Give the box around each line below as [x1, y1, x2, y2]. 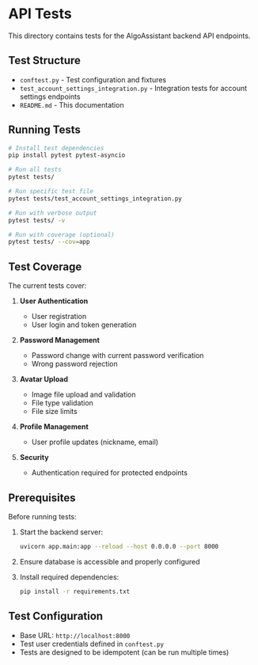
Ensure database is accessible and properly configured [19, 557, 200, 566]
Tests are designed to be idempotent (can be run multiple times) [19, 647, 230, 657]
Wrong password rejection [31, 359, 119, 369]
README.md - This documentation [19, 100, 124, 109]
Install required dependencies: [19, 572, 120, 582]
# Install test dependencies [8, 144, 104, 152]
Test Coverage [8, 260, 82, 273]
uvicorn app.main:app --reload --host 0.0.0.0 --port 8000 [19, 542, 219, 550]
